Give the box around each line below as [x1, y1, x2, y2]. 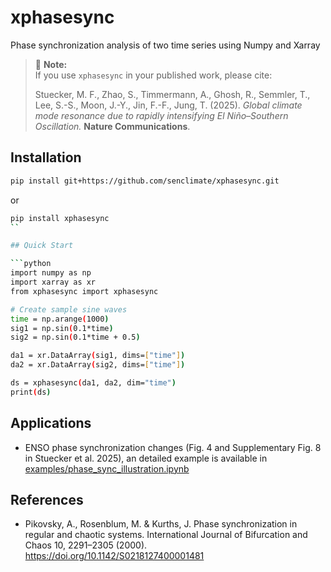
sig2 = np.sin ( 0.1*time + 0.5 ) [10, 332, 141, 343]
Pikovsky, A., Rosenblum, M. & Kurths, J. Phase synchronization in [24, 518, 298, 530]
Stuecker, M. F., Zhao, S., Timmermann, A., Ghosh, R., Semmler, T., [34, 88, 311, 100]
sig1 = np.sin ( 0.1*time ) [10, 323, 114, 333]
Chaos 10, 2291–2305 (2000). [24, 539, 148, 551]
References [10, 491, 84, 508]
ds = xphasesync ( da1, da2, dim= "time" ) [10, 378, 177, 388]
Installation [10, 149, 82, 166]
